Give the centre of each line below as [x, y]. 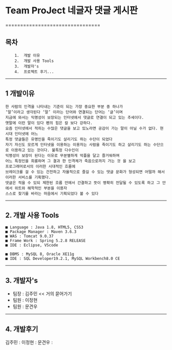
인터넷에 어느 [26, 134]
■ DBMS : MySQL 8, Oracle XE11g [40, 254]
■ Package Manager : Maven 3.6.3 [41, 232]
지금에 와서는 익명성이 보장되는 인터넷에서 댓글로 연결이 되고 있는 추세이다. [75, 117]
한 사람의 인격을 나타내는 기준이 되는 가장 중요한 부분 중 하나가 [64, 106]
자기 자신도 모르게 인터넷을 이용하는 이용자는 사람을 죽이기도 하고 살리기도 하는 [78, 145]
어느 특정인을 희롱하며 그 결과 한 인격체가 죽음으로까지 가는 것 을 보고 [70, 161]
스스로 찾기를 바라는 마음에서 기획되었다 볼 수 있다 [52, 193]
